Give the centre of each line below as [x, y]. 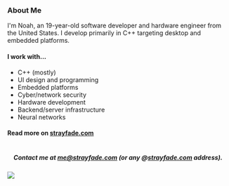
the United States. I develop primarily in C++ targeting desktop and [104, 33]
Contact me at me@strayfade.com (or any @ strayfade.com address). [118, 158]
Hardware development [51, 102]
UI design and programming [58, 79]
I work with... [27, 56]
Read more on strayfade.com [51, 133]
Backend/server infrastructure [61, 109]
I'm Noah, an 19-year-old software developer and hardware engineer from [115, 26]
